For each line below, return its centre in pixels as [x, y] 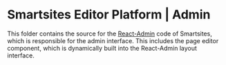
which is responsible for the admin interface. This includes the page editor [113, 40]
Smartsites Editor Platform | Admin [109, 15]
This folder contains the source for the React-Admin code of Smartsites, [110, 34]
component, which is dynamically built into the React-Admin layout [102, 48]
